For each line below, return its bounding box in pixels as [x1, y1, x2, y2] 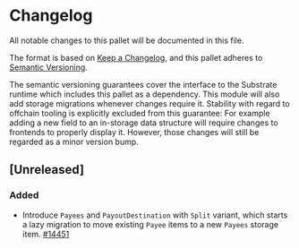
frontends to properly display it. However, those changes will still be [9, 126, 260, 137]
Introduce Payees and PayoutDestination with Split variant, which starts [21, 210, 288, 220]
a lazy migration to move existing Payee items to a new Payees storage [21, 218, 279, 229]
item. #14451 [21, 228, 70, 239]
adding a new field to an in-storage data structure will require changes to [9, 117, 279, 128]
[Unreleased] [9, 162, 85, 177]
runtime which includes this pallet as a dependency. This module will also [9, 89, 280, 99]
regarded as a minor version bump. [9, 136, 139, 147]
